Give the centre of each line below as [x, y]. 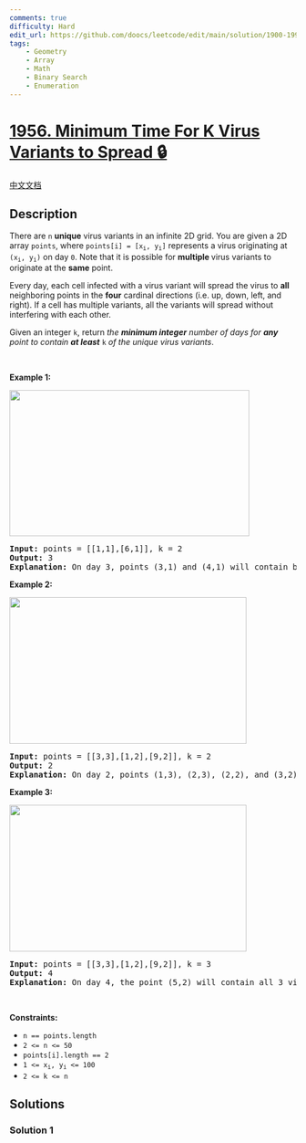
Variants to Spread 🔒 [88, 152]
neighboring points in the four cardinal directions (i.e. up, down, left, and [146, 295]
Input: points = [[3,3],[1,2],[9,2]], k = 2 [111, 757]
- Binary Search [57, 78]
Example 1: [31, 378]
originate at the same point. [61, 268]
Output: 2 [31, 766]
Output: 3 [31, 558]
